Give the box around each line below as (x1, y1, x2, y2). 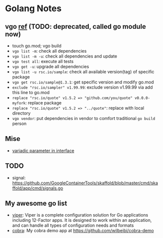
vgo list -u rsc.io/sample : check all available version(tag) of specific (12, 69, 155, 75)
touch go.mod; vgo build (12, 43, 62, 49)
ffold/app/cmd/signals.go (12, 185, 63, 191)
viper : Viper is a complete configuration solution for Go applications (12, 212, 148, 218)
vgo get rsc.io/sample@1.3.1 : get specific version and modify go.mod (12, 79, 154, 85)
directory (12, 110, 31, 116)
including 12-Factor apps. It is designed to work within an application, (12, 218, 152, 223)
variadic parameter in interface (12, 147, 75, 154)
